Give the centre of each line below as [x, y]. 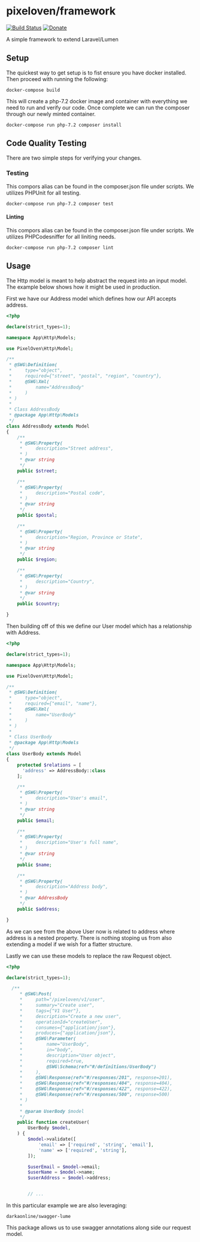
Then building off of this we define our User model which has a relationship [99, 626]
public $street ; [37, 471]
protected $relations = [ [49, 765]
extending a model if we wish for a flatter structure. [69, 944]
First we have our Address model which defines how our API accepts [91, 298]
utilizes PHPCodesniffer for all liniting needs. [61, 237]
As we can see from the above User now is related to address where [91, 931]
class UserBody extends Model [44, 754]
